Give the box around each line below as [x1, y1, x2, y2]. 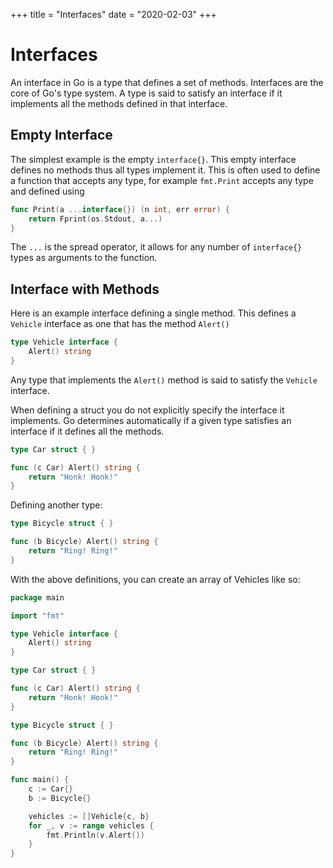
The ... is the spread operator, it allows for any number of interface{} [10, 241, 303, 253]
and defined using [10, 185, 85, 197]
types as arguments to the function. [10, 252, 158, 264]
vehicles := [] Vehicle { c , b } [28, 811, 150, 821]
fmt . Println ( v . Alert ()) [46, 830, 145, 840]
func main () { [10, 775, 70, 785]
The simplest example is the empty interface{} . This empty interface [10, 153, 297, 165]
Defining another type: [10, 499, 103, 511]
